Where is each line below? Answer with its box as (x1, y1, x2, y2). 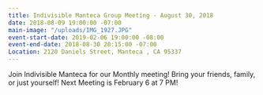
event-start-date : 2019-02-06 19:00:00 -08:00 (8, 33, 164, 42)
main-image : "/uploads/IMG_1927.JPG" (8, 26, 133, 34)
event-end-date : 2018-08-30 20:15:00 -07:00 (8, 41, 157, 49)
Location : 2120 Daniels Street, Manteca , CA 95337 (8, 48, 182, 56)
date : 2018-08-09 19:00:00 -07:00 (8, 19, 122, 27)
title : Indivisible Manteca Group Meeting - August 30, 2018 (8, 11, 214, 20)
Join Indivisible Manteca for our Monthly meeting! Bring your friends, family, (8, 70, 256, 79)
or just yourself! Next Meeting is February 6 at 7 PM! (8, 78, 178, 87)
